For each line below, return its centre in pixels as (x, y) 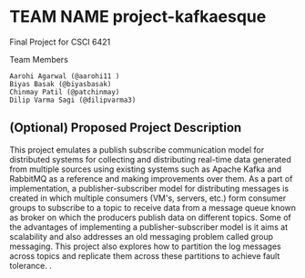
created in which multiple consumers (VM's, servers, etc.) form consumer (148, 198)
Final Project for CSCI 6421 (60, 42)
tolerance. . (30, 265)
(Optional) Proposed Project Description (126, 128)
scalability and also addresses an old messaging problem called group (141, 236)
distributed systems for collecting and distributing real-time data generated (150, 159)
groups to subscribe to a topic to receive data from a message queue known (153, 207)
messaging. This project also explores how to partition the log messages (145, 246)
